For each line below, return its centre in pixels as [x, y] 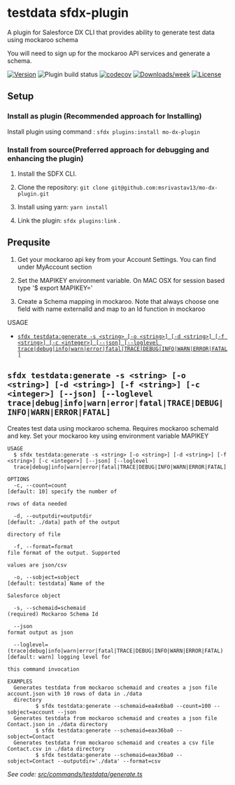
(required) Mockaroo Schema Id [53, 614]
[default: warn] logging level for [59, 657]
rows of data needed [37, 503]
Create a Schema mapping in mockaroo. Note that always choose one [118, 301]
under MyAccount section [55, 267]
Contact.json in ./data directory [58, 724]
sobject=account [31, 712]
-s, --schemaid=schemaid [50, 608]
